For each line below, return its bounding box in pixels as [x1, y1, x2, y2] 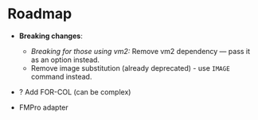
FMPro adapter [18, 103, 68, 112]
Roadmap [7, 5, 72, 23]
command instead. [30, 72, 92, 81]
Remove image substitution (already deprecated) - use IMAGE [30, 63, 230, 72]
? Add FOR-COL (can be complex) [18, 87, 131, 96]
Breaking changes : [18, 31, 83, 41]
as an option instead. [30, 55, 100, 64]
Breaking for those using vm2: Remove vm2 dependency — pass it [30, 46, 251, 56]
